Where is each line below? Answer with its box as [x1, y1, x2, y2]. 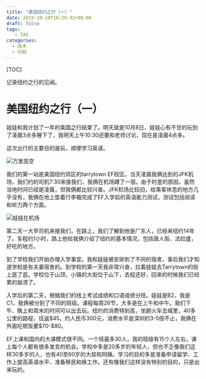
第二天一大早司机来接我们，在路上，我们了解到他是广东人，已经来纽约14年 [6, 227, 195, 234]
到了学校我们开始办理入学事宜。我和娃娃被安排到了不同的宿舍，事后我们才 [6, 255, 194, 262]
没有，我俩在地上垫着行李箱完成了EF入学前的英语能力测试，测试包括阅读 [11, 193, 196, 201]
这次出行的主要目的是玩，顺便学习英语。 [6, 144, 109, 151]
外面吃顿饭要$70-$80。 [6, 322, 67, 329]
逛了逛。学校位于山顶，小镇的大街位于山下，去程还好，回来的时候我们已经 [11, 270, 200, 278]
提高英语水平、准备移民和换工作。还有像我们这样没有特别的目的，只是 [17, 358, 194, 366]
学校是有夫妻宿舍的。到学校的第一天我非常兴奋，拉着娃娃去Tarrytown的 [11, 263, 194, 270]
